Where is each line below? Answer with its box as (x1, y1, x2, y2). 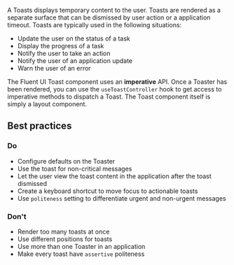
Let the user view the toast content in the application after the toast (17, 171, 212, 180)
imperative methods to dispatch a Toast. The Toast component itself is (7, 92, 211, 101)
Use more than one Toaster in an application (17, 242, 146, 250)
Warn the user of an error (17, 64, 91, 72)
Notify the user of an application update (17, 57, 133, 65)
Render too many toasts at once (17, 227, 110, 236)
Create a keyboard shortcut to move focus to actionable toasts (17, 187, 198, 195)
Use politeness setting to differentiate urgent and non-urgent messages (17, 194, 226, 202)
